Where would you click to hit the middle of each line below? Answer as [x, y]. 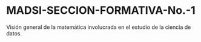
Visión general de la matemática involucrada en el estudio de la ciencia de [99, 27]
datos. [14, 33]
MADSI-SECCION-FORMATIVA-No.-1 [101, 10]
